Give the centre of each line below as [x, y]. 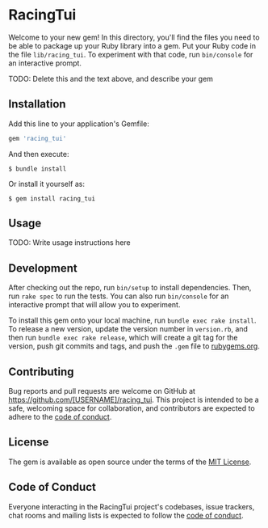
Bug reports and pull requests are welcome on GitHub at [102, 391]
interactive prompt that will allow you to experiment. [94, 305]
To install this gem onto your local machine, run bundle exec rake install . [132, 320]
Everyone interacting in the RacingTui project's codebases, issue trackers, [132, 506]
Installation [37, 104]
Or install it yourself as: [46, 184]
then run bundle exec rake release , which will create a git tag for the [123, 338]
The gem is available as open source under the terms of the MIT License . [130, 462]
